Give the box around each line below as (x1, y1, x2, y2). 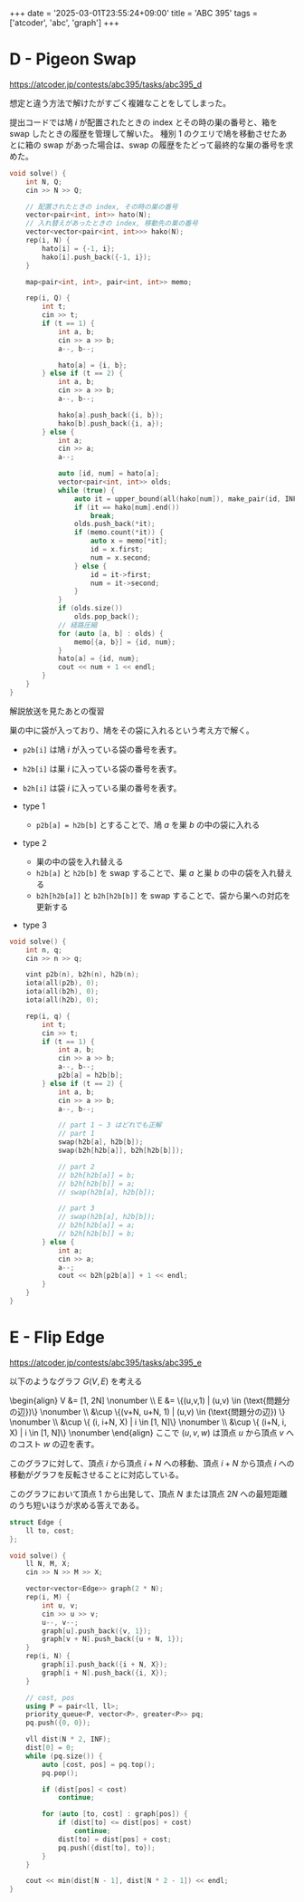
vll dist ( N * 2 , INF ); (25, 1734, 111, 1744)
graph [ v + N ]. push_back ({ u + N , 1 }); (42, 1635, 184, 1644)
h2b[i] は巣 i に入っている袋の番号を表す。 (22, 763, 182, 773)
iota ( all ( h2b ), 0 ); (25, 995, 100, 1004)
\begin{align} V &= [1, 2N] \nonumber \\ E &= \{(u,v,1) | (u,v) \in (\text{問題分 (9, 1395, 291, 1406)
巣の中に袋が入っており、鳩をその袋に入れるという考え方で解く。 (9, 725, 255, 735)
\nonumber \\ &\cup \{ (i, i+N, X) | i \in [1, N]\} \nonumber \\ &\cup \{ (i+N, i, (9, 1417, 287, 1427)
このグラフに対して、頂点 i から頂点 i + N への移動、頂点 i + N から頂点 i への (9, 1457, 295, 1468)
